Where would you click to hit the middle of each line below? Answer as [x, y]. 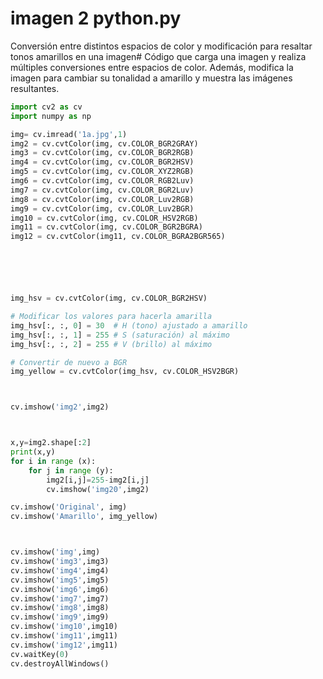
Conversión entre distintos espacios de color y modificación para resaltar [161, 46]
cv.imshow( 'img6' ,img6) [60, 589]
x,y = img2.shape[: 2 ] [51, 443]
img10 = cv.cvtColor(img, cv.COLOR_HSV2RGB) [104, 218]
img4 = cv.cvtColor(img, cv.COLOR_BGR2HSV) [102, 162]
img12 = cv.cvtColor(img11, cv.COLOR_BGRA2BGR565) [118, 237]
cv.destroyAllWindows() [60, 663]
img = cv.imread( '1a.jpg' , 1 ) [69, 134]
